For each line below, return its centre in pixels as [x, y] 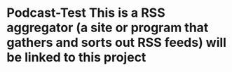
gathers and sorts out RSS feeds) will [117, 43]
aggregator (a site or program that [108, 28]
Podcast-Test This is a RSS [86, 13]
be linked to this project [76, 58]
